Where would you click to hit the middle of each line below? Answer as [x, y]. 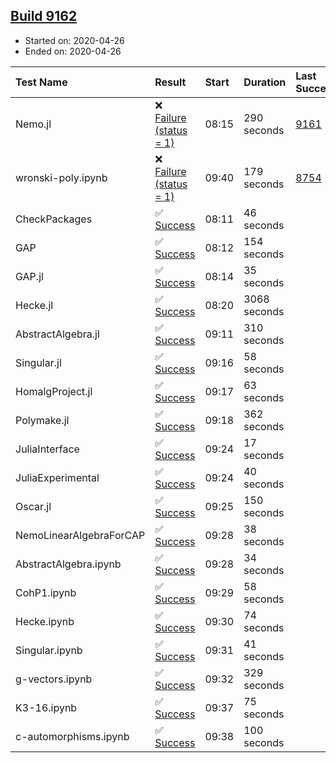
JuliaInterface [47, 449]
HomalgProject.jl [54, 391]
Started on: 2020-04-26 [74, 40]
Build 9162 [44, 16]
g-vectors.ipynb [54, 679]
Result [170, 82]
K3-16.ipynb [46, 707]
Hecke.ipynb [45, 621]
